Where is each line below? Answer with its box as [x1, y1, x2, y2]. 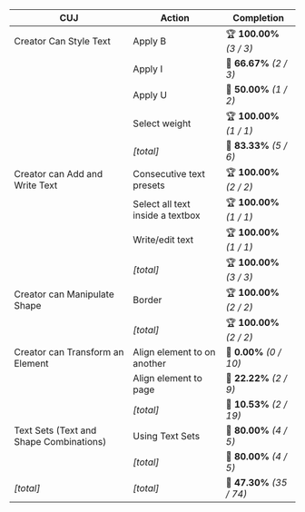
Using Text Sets [133, 430, 201, 442]
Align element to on [133, 346, 216, 358]
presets [133, 179, 165, 192]
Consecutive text [133, 167, 206, 180]
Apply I [133, 63, 163, 75]
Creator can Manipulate [14, 288, 115, 300]
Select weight [133, 117, 192, 130]
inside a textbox [133, 209, 202, 222]
